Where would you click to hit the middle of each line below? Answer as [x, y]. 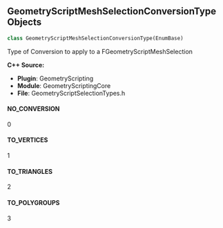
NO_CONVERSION [33, 109]
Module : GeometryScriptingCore [64, 85]
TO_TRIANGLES [30, 171]
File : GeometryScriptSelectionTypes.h [71, 93]
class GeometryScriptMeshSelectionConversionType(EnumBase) [96, 38]
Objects [25, 23]
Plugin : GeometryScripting [55, 78]
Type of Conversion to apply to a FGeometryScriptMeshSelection [100, 51]
